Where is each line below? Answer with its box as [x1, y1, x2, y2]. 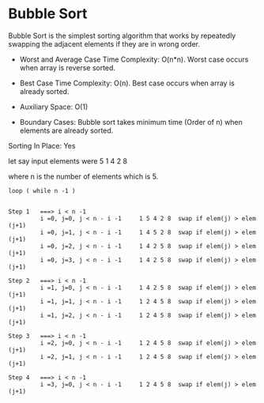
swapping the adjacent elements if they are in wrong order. [8, 39, 200, 48]
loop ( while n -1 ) [8, 186, 77, 194]
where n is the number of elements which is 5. [8, 171, 159, 181]
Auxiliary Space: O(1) [19, 102, 89, 111]
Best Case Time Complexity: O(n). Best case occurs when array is [19, 78, 235, 88]
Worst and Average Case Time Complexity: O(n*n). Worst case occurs [19, 55, 249, 64]
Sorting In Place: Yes [8, 141, 76, 150]
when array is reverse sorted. [19, 62, 116, 72]
